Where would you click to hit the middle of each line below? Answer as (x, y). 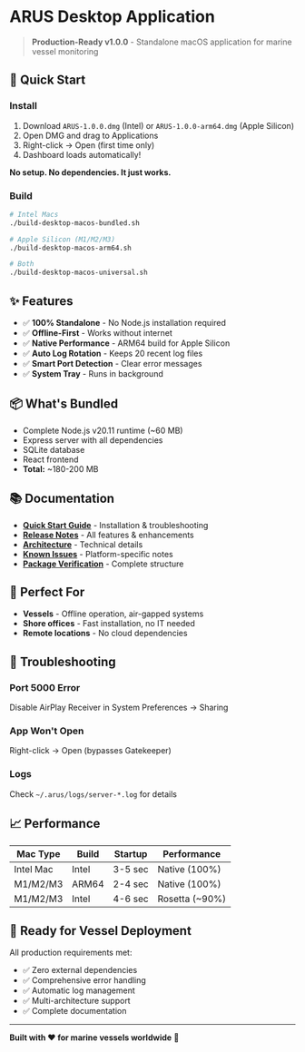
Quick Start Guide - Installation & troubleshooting (115, 525)
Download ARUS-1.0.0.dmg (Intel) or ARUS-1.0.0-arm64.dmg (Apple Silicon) (158, 125)
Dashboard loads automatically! (82, 154)
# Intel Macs (34, 214)
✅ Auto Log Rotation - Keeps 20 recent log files (113, 353)
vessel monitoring (65, 51)
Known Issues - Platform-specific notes (98, 554)
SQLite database (54, 449)
